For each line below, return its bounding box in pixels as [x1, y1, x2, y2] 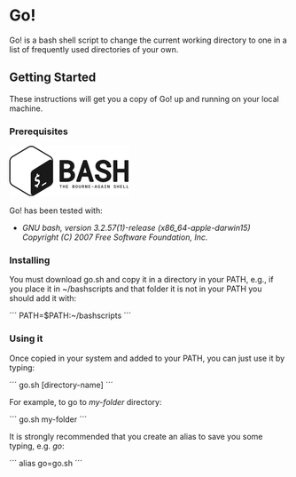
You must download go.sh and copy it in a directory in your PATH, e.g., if [9, 274, 274, 285]
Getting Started [9, 70, 97, 85]
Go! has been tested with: [9, 205, 104, 216]
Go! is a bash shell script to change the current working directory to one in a [9, 35, 288, 45]
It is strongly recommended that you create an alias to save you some [9, 431, 263, 441]
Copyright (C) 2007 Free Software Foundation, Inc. [21, 232, 208, 242]
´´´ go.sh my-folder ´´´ [9, 414, 87, 425]
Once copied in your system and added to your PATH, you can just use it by [9, 353, 285, 363]
